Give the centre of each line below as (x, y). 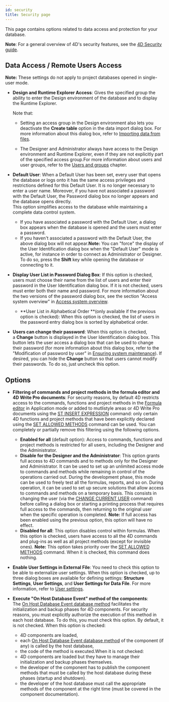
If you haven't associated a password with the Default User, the (86, 238)
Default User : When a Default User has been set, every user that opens (87, 175)
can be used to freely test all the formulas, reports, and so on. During (92, 482)
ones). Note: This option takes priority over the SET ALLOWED (85, 547)
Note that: (23, 113)
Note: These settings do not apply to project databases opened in (73, 78)
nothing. (29, 558)
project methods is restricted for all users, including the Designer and (92, 445)
